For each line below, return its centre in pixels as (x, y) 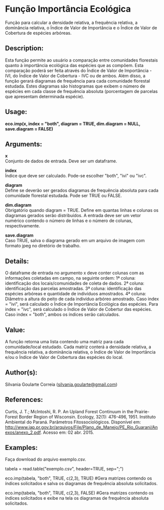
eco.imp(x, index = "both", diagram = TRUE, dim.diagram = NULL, (73, 124)
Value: (15, 330)
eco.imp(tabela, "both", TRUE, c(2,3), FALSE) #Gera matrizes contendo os (79, 493)
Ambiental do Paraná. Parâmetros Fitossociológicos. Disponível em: (73, 422)
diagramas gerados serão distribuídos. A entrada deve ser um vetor (73, 216)
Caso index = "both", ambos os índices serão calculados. (62, 314)
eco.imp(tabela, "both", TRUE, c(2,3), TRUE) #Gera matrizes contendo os (79, 478)
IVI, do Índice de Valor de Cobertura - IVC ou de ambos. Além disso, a (75, 76)
